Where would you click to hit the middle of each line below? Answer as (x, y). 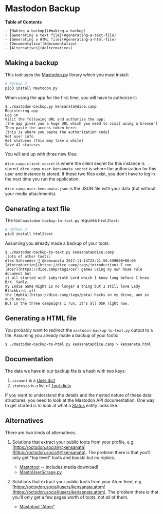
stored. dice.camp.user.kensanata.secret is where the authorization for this (81, 168)
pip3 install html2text (29, 234)
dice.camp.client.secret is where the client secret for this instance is (75, 163)
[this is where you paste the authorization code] (57, 132)
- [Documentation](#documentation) (41, 44)
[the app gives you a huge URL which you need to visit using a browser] (81, 123)
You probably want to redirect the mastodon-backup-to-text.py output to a (79, 330)
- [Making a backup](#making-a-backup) (45, 31)
